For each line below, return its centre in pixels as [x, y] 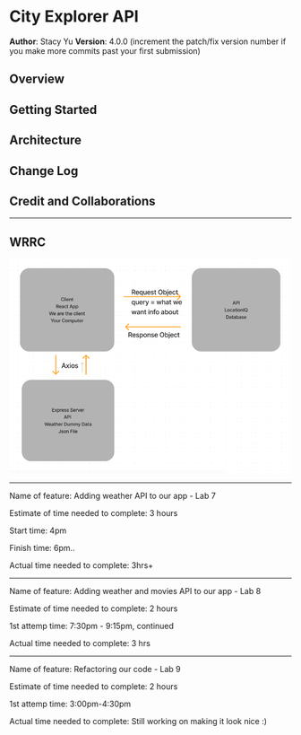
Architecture [46, 140]
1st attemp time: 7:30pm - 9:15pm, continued [92, 626]
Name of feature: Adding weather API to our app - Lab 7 [113, 496]
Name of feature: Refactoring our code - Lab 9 [95, 669]
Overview [37, 79]
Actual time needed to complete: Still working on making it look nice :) [138, 722]
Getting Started [53, 109]
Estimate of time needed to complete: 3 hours [94, 513]
